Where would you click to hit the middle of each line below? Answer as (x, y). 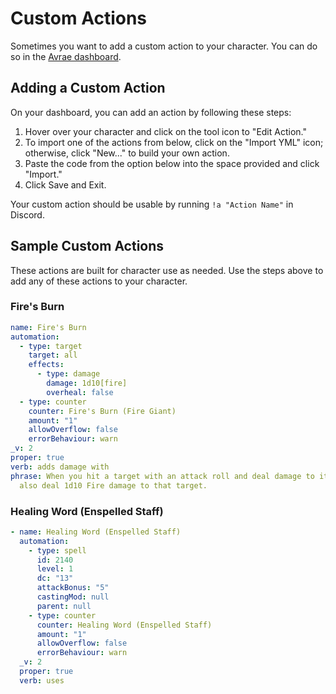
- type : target (51, 346)
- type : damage (68, 374)
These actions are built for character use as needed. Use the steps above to (167, 270)
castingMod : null (73, 597)
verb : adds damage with (60, 467)
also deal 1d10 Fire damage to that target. (113, 485)
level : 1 (55, 569)
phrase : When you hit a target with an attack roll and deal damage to (162, 476)
